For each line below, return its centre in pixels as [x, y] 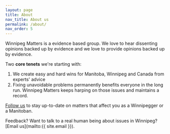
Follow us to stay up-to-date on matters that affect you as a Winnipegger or [84, 105]
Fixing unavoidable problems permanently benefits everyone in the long [88, 85]
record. [20, 96]
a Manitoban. [19, 111]
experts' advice [29, 79]
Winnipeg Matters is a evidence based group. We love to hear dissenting [81, 43]
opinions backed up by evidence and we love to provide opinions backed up [85, 49]
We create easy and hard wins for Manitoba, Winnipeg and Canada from [88, 74]
